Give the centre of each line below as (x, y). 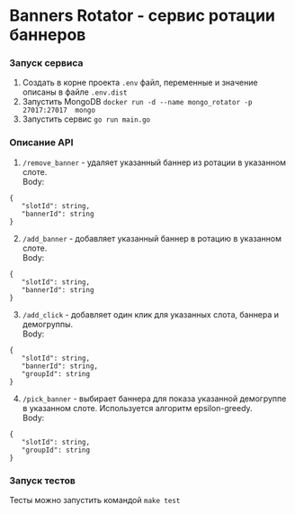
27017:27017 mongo (59, 110)
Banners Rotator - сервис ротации (143, 16)
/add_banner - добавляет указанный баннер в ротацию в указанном (152, 238)
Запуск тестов (43, 481)
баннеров (48, 35)
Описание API (41, 142)
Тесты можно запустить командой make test (95, 500)
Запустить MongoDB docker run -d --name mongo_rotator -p (137, 102)
